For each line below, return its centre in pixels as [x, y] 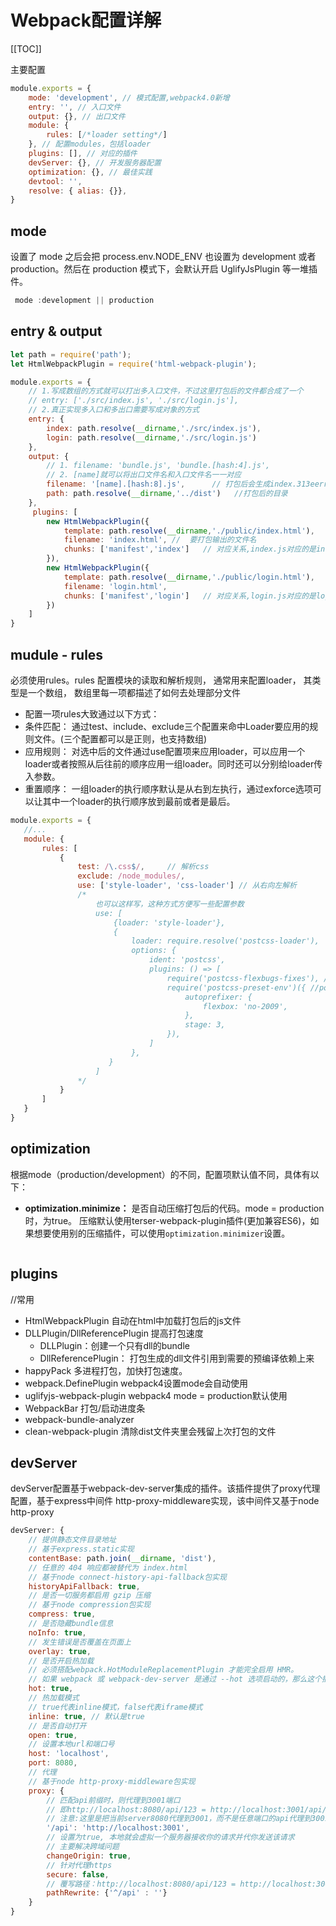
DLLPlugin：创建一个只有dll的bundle [114, 1345]
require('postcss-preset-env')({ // [243, 987]
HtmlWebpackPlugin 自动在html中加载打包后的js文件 [133, 1320]
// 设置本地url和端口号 [71, 1744]
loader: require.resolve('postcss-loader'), [225, 941]
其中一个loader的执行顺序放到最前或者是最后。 [139, 801]
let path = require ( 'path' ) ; [71, 354]
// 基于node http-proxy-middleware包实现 [112, 1781]
